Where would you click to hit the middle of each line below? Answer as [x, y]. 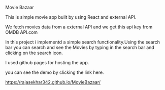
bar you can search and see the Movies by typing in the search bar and [80, 47]
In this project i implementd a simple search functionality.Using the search [83, 42]
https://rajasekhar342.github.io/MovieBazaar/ [53, 82]
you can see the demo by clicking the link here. [55, 72]
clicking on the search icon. [34, 53]
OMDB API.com [22, 32]
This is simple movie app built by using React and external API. [71, 17]
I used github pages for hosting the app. [47, 62]
